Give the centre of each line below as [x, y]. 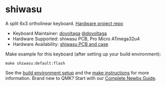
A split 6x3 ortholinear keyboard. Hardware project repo [64, 23]
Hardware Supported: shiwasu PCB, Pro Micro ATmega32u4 [76, 39]
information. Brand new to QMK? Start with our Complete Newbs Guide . [81, 78]
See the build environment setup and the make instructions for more [77, 73]
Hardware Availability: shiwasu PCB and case [60, 44]
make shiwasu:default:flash [35, 63]
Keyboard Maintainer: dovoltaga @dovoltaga [60, 33]
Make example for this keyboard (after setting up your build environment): [83, 54]
